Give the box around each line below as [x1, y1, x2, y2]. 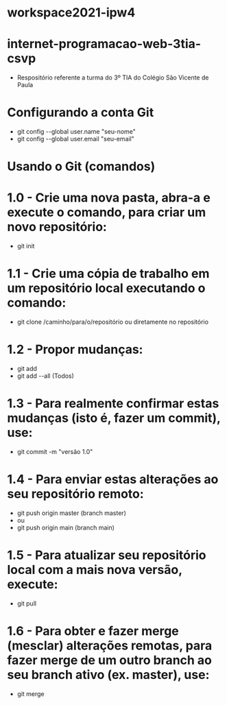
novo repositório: [7, 219, 108, 235]
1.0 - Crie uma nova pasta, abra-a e [7, 190, 211, 206]
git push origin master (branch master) [16, 509, 127, 517]
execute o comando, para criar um [7, 204, 206, 220]
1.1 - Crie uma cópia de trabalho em [7, 266, 210, 282]
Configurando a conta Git [7, 105, 154, 121]
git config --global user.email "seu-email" [16, 135, 135, 143]
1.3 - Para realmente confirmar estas [7, 396, 219, 411]
